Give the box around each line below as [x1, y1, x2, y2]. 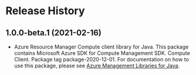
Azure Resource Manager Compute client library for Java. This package [14, 43, 189, 50]
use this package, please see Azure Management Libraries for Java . [14, 62, 180, 69]
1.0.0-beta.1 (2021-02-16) [5, 28, 102, 38]
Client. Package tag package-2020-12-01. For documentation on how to [14, 56, 190, 63]
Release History [5, 4, 85, 18]
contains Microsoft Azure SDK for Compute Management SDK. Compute [14, 50, 190, 57]
